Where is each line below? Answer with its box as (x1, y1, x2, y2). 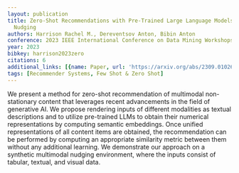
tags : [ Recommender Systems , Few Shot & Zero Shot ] (7, 70, 164, 77)
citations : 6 (7, 57, 46, 64)
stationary (7, 97, 37, 105)
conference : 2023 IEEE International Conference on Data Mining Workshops (7, 37, 234, 44)
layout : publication (7, 10, 69, 18)
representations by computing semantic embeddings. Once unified (7, 120, 203, 128)
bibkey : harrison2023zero (7, 51, 84, 58)
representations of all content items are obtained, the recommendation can (7, 127, 227, 136)
